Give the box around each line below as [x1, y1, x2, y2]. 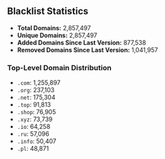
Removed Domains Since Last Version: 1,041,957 [16, 45, 158, 54]
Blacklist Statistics [7, 6, 89, 17]
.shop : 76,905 [16, 108, 56, 116]
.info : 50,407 [16, 137, 56, 145]
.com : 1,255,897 [16, 78, 60, 87]
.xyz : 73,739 [16, 115, 53, 123]
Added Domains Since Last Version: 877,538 [16, 38, 146, 47]
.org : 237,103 [16, 86, 55, 94]
